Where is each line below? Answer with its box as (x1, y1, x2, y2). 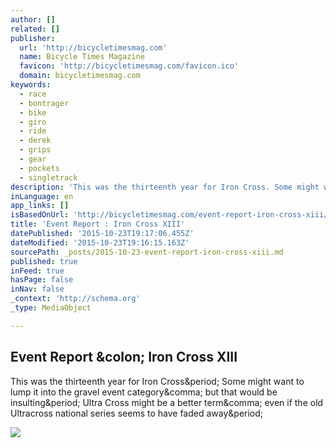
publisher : (10, 33, 56, 43)
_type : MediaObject (10, 303, 92, 313)
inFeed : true (10, 266, 65, 276)
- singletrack (19, 172, 78, 183)
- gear (19, 154, 47, 164)
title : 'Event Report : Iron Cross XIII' (10, 219, 186, 230)
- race (19, 89, 47, 99)
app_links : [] (10, 201, 70, 211)
